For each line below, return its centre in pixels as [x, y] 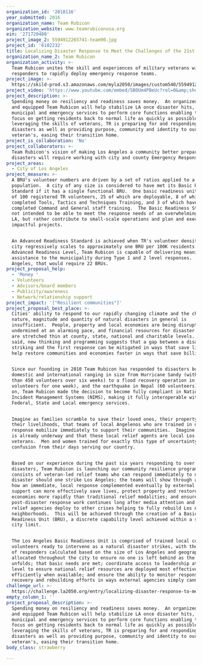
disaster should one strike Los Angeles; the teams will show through [102, 480]
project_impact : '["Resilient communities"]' [64, 303]
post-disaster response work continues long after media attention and [103, 502]
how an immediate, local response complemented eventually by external [103, 486]
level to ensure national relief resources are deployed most [91, 569]
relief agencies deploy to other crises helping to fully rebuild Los [102, 508]
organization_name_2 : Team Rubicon [51, 57]
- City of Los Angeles [40, 169]
